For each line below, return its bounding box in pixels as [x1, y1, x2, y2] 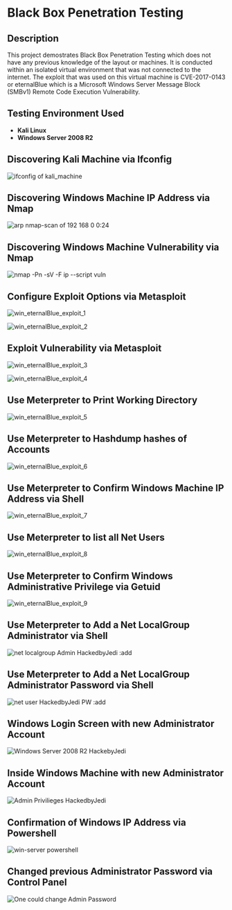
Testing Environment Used [7, 107, 125, 119]
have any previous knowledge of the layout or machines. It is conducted [7, 58, 213, 67]
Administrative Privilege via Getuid [7, 581, 161, 593]
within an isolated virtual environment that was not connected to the [7, 66, 202, 73]
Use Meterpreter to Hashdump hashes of [7, 433, 188, 445]
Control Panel [7, 877, 67, 889]
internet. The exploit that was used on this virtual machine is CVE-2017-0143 [7, 73, 226, 81]
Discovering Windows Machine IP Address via [7, 192, 210, 204]
